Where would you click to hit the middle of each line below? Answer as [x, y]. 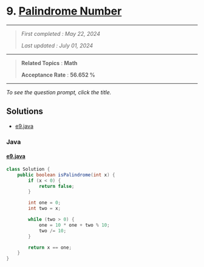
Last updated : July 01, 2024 [57, 45]
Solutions [25, 112]
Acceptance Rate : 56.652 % [58, 75]
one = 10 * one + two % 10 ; [74, 225]
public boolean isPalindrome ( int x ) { [66, 175]
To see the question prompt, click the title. [59, 92]
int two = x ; [45, 209]
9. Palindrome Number [64, 11]
